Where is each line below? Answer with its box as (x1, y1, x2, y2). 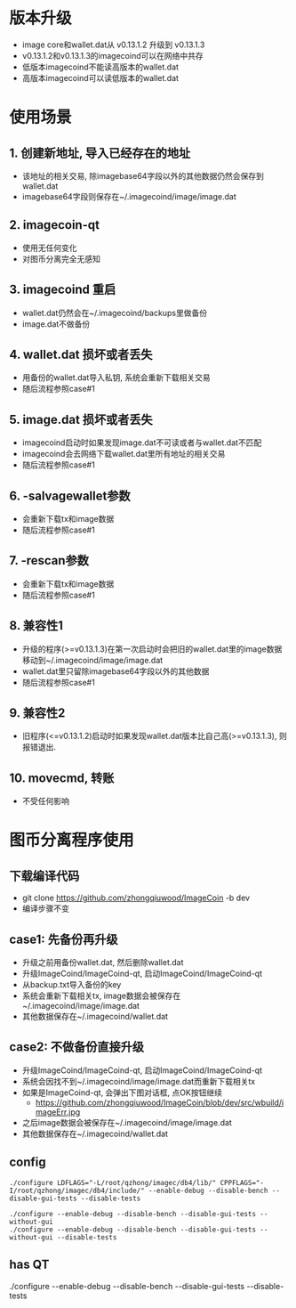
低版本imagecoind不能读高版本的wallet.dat (21, 61, 180, 72)
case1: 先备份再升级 (9, 931, 118, 946)
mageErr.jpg (35, 1106, 81, 1117)
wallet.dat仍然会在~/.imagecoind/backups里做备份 (21, 307, 207, 318)
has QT (9, 1257, 50, 1272)
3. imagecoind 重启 (9, 282, 116, 297)
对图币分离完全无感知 (21, 253, 100, 264)
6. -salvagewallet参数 (9, 488, 131, 503)
